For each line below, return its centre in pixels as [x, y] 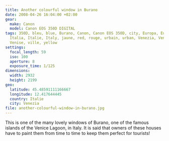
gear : [11, 19]
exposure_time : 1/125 [32, 66]
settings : [16, 47]
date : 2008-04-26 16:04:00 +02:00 [41, 15]
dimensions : [18, 71]
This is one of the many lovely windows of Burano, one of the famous [77, 122]
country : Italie [27, 99]
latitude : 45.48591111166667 [40, 89]
